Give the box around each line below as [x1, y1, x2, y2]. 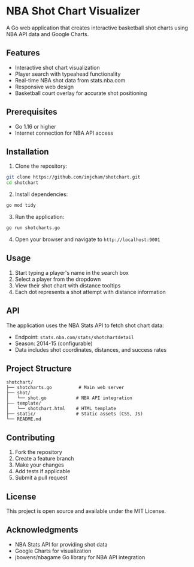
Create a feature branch [14, 455, 74, 462]
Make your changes [14, 461, 64, 468]
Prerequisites [6, 107, 57, 117]
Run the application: [14, 213, 65, 220]
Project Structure [6, 363, 72, 373]
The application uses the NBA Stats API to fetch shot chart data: [6, 322, 164, 329]
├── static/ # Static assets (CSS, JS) [6, 411, 144, 417]
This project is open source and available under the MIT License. [6, 507, 166, 515]
